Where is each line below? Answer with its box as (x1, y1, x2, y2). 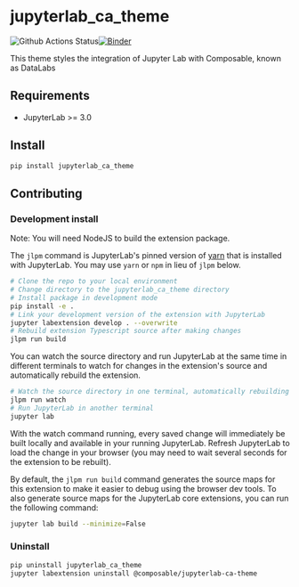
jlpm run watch (10, 395, 67, 404)
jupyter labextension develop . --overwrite (10, 318, 178, 327)
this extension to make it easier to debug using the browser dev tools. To (10, 483, 277, 493)
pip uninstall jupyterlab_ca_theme (10, 560, 142, 569)
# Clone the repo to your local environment (10, 277, 178, 286)
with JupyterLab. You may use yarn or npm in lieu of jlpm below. (10, 260, 241, 271)
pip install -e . (10, 301, 75, 311)
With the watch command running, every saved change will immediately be (10, 428, 286, 438)
